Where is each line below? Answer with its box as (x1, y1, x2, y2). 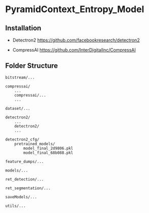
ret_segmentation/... (5, 186, 51, 191)
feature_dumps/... (5, 159, 44, 164)
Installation (5, 24, 41, 32)
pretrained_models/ (14, 141, 56, 146)
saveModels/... (5, 194, 37, 199)
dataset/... (5, 106, 30, 111)
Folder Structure (5, 62, 58, 70)
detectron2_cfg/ (5, 137, 39, 142)
